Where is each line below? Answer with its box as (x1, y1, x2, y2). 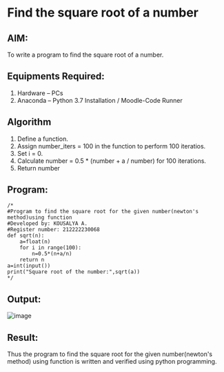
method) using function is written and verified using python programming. (7, 358, 217, 366)
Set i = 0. (17, 149, 43, 157)
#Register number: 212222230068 (7, 226, 100, 233)
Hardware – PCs (17, 88, 63, 97)
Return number (17, 164, 61, 172)
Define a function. (17, 135, 69, 143)
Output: (7, 293, 41, 305)
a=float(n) (19, 238, 51, 246)
